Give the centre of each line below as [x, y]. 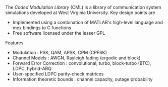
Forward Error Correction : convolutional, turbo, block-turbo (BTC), [82, 63]
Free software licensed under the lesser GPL [59, 33]
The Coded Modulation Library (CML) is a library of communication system [83, 7]
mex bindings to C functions [42, 28]
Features [14, 43]
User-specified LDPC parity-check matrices [58, 74]
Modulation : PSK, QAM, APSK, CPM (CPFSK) [60, 53]
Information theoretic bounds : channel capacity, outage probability [82, 79]
